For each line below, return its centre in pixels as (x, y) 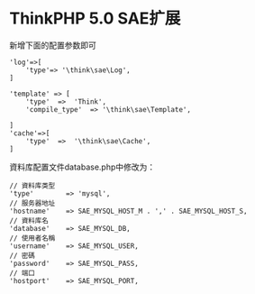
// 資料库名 (29, 220)
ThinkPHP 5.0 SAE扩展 (95, 18)
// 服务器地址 (32, 203)
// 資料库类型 (32, 186)
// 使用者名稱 (32, 238)
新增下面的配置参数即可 (53, 45)
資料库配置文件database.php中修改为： (82, 167)
